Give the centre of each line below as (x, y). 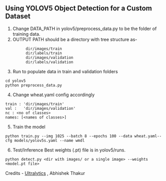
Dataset (18, 17)
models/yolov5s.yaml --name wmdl (50, 140)
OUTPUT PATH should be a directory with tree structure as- (75, 39)
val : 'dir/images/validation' (40, 108)
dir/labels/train (44, 53)
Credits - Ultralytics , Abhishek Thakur (45, 173)
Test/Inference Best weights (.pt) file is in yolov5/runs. (69, 150)
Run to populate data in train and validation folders (65, 71)
